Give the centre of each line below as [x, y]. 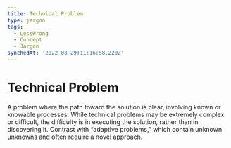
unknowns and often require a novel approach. [75, 137]
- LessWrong [31, 33]
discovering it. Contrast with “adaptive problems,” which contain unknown [115, 129]
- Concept [28, 40]
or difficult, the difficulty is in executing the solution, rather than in [103, 122]
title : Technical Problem [45, 14]
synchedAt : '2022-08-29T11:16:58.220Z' [66, 53]
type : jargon [26, 20]
